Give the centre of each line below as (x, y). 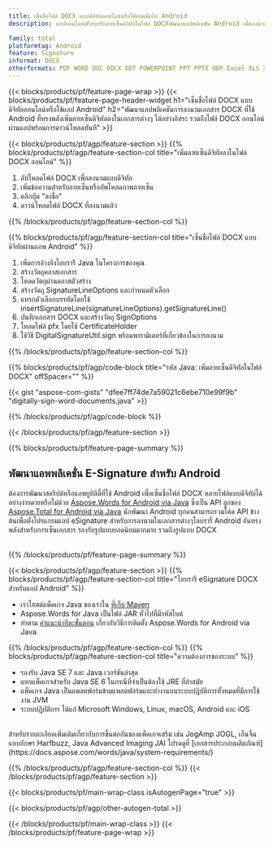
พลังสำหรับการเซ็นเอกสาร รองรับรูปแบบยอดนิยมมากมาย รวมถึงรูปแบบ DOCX (113, 530)
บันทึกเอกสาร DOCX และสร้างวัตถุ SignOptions (89, 317)
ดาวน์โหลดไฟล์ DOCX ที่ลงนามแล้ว (69, 205)
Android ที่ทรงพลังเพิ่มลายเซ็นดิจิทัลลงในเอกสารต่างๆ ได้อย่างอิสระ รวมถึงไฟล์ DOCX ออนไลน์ (136, 118)
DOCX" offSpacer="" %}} (52, 376)
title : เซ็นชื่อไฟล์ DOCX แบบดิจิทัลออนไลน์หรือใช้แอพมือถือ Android (98, 16)
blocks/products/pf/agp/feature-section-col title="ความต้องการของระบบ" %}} (131, 656)
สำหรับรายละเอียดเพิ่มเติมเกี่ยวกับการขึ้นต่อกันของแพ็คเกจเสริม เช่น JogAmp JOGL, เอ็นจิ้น (133, 734)
